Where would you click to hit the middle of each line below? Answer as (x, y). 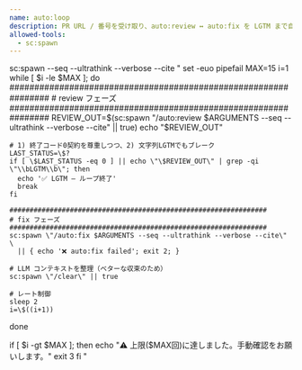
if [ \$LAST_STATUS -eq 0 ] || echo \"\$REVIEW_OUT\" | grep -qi (134, 162)
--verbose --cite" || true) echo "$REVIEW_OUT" (134, 128)
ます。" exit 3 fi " (56, 356)
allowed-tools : (38, 34)
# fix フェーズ (35, 220)
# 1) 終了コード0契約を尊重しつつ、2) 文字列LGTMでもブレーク (112, 146)
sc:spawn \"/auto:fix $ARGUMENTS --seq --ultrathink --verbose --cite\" (148, 236)
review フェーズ (87, 98)
